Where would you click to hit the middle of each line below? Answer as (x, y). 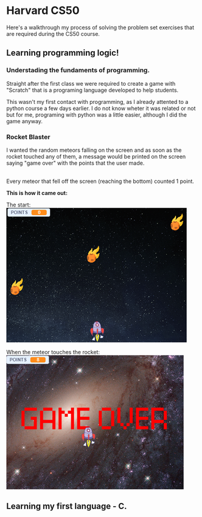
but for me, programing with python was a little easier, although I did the (97, 115)
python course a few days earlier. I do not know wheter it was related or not (101, 108)
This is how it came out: (37, 193)
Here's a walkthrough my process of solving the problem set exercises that (100, 27)
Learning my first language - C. (67, 506)
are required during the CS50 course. (53, 33)
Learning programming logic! (63, 53)
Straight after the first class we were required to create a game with (91, 83)
